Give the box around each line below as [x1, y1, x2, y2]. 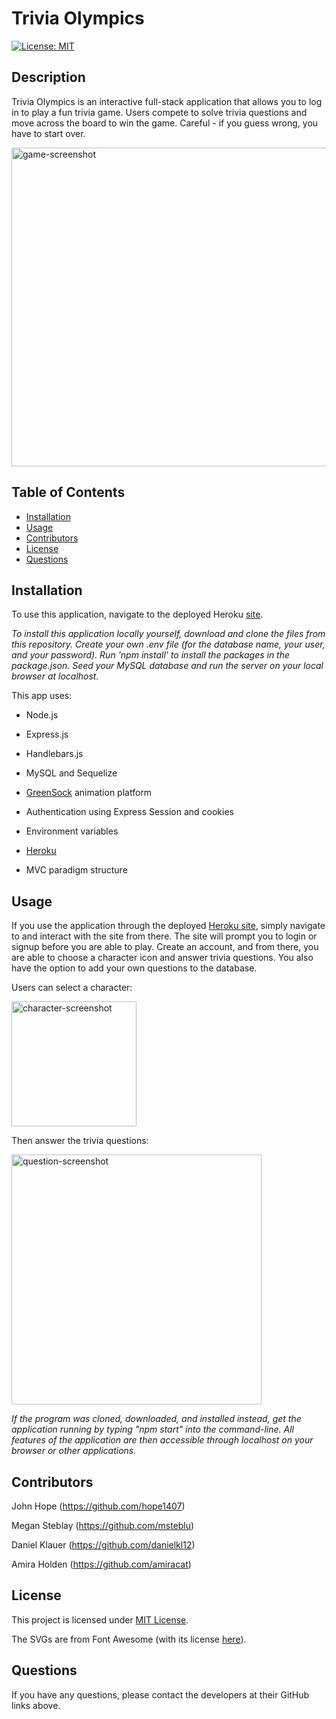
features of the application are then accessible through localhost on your [11, 1434, 314, 1446]
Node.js [25, 709, 59, 721]
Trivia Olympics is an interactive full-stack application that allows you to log [11, 95, 323, 107]
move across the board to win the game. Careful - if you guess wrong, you [11, 117, 319, 129]
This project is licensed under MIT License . [11, 1613, 189, 1626]
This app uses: [11, 690, 73, 702]
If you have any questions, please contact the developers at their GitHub [11, 1688, 310, 1701]
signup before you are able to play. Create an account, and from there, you [11, 941, 319, 953]
